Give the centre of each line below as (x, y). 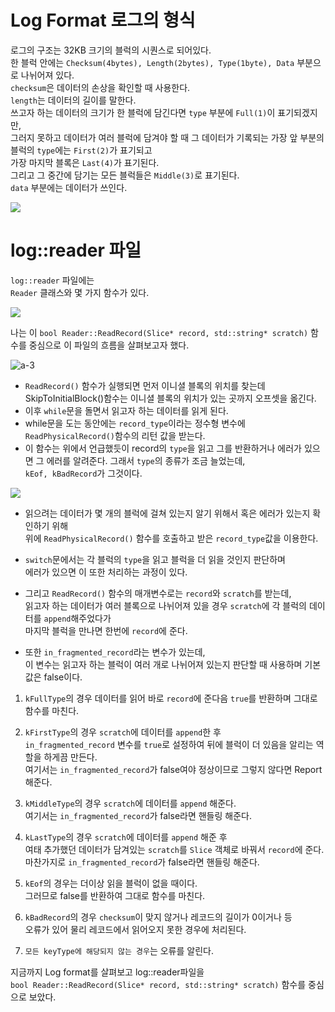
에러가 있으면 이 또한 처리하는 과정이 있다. (106, 572)
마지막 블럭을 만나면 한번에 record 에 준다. (106, 630)
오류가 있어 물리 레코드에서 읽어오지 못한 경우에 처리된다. (135, 929)
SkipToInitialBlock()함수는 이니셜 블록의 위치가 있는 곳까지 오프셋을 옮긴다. (170, 398)
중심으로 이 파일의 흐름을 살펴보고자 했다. (109, 345)
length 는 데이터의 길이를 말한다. (73, 100)
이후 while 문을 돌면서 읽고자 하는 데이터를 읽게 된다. (126, 410)
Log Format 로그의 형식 (103, 20)
